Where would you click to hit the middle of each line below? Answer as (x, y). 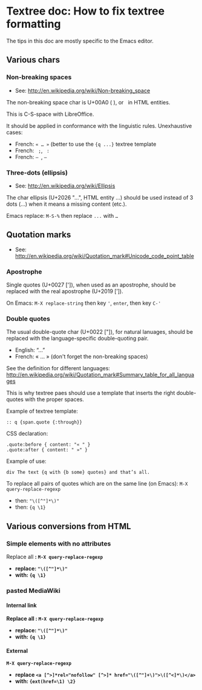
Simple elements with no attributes (59, 543)
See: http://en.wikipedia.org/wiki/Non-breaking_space (83, 90)
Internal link (22, 605)
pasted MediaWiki (33, 590)
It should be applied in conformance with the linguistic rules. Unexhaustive (99, 126)
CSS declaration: (27, 434)
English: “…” (30, 350)
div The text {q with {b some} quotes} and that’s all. (78, 472)
